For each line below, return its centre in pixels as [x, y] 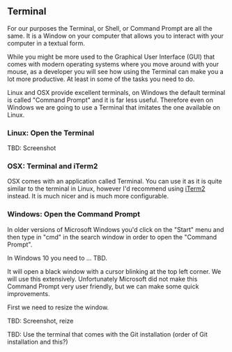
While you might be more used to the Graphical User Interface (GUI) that [111, 57]
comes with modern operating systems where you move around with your [113, 64]
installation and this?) [38, 342]
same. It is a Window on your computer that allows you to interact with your [116, 36]
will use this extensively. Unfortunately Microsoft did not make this [102, 279]
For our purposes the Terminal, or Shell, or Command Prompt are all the [110, 28]
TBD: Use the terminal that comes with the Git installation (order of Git [107, 334]
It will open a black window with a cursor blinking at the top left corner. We [114, 271]
